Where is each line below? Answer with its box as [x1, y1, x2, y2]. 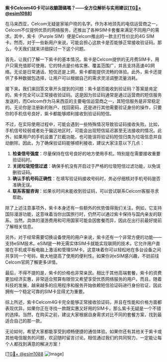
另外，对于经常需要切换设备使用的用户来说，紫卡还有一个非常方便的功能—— [5, 234, 162, 240]
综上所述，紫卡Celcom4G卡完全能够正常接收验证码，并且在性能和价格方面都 [5, 299, 162, 305]
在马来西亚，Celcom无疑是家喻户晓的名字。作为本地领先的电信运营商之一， [5, 21, 161, 26]
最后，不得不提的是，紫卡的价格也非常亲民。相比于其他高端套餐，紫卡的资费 [5, 270, 162, 276]
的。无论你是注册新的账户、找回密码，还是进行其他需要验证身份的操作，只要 [5, 104, 162, 110]
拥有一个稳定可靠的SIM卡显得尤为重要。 [5, 289, 87, 294]
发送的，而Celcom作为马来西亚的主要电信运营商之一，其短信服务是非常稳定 [5, 98, 161, 104]
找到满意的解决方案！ [18, 341, 62, 347]
